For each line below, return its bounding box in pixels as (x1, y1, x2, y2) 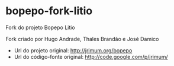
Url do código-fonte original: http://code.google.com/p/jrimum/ (14, 53, 168, 60)
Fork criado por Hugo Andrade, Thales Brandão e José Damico (5, 35, 159, 42)
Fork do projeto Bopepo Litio (5, 24, 75, 31)
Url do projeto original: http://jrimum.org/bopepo (14, 46, 133, 54)
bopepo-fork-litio (5, 4, 93, 18)
